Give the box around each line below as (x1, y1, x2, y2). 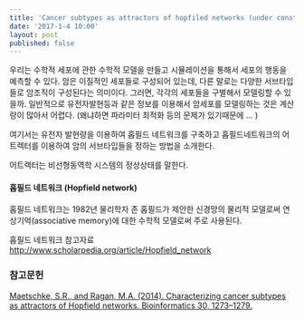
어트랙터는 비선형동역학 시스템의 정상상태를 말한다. (9, 160, 189, 170)
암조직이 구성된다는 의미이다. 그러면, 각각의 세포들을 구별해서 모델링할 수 (25, 87, 282, 98)
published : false (9, 38, 75, 48)
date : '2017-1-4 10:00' (9, 22, 100, 31)
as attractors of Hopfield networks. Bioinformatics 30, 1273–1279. (9, 300, 253, 311)
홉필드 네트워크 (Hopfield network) (9, 182, 138, 193)
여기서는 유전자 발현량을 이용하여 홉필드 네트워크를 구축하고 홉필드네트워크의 (9, 129, 280, 141)
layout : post (9, 30, 59, 39)
